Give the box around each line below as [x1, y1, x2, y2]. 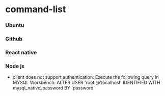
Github [5, 36, 23, 43]
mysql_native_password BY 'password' [12, 85, 95, 91]
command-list [5, 4, 66, 15]
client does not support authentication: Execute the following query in [12, 74, 159, 80]
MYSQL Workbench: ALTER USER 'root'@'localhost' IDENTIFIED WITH [12, 80, 160, 86]
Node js [5, 62, 25, 70]
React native [5, 49, 37, 56]
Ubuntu [5, 22, 24, 29]
